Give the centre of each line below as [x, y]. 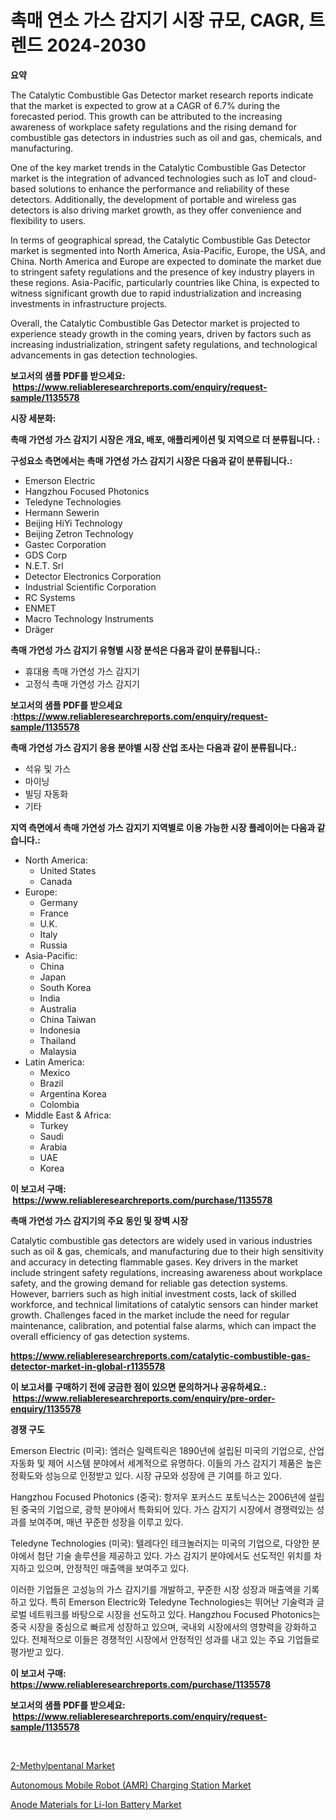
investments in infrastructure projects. [89, 303]
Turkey [54, 1125]
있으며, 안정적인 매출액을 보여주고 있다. [113, 1568]
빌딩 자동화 [46, 793]
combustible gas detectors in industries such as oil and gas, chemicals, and [166, 137]
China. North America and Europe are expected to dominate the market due [166, 261]
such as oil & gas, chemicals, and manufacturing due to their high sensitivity [167, 1251]
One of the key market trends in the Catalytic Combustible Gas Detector [158, 167]
